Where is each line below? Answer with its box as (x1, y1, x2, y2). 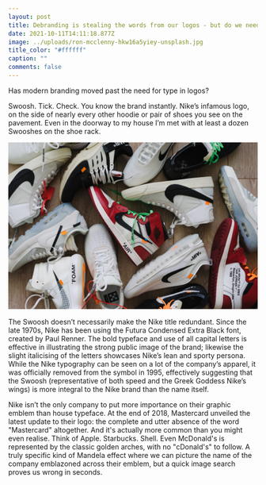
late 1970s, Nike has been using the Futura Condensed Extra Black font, (8, 325, 241, 335)
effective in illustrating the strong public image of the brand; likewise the (8, 342, 244, 352)
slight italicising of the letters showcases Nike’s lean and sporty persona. (8, 350, 245, 360)
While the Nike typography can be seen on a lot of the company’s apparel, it (8, 359, 256, 368)
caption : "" (8, 55, 47, 63)
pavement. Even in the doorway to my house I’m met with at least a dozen (8, 117, 249, 127)
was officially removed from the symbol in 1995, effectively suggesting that (8, 368, 253, 377)
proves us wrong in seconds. (8, 467, 103, 476)
